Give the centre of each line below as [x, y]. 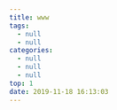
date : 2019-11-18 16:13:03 [59, 91]
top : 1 [21, 83]
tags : [19, 26]
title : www [29, 17]
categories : [31, 51]
